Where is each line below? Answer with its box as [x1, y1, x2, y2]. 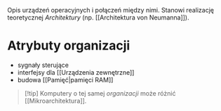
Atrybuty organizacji [7, 38, 130, 54]
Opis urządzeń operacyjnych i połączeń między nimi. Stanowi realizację [7, 6, 214, 14]
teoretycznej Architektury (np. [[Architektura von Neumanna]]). [7, 13, 189, 22]
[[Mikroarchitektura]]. [24, 96, 87, 105]
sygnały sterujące [17, 61, 69, 69]
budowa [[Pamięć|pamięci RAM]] [17, 75, 114, 84]
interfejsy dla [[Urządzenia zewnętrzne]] [17, 68, 135, 76]
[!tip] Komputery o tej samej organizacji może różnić [24, 89, 176, 97]
